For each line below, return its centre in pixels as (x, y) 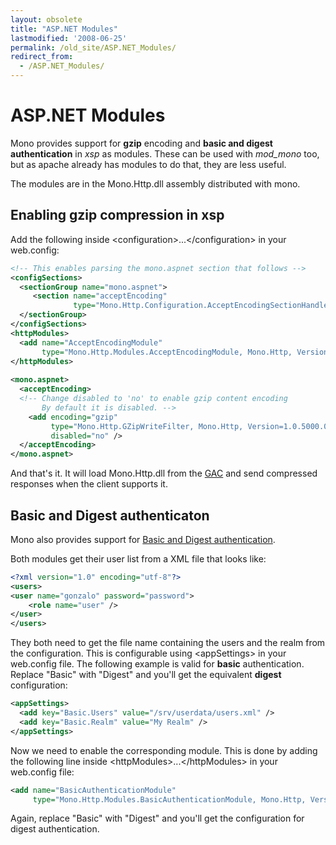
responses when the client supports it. (89, 484)
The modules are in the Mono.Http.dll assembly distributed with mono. (155, 183)
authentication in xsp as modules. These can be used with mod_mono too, (165, 153)
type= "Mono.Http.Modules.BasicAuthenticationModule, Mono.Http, (169, 799)
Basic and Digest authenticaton (110, 515)
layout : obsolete (46, 19)
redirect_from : (42, 57)
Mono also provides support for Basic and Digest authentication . (143, 539)
